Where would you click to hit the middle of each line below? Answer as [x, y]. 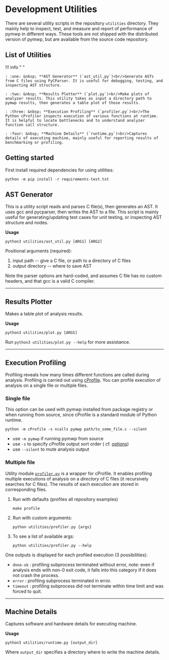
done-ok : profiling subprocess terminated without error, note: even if [83, 564]
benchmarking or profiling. [35, 142]
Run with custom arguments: [42, 518]
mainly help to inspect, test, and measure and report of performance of [79, 28]
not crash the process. [36, 575]
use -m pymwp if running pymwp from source [58, 439]
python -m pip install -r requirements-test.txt [57, 179]
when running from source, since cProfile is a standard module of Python [81, 415]
